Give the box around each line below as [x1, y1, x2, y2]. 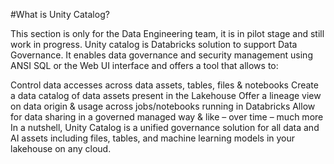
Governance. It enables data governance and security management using [10, 49, 313, 61]
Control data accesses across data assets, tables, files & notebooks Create [10, 79, 319, 91]
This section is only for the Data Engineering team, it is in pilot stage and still [10, 28, 325, 39]
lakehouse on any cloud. [10, 143, 112, 154]
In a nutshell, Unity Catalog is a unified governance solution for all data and [10, 122, 320, 133]
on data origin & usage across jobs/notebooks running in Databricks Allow [10, 100, 316, 112]
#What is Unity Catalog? [10, 9, 110, 20]
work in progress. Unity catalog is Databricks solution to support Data [10, 39, 298, 50]
